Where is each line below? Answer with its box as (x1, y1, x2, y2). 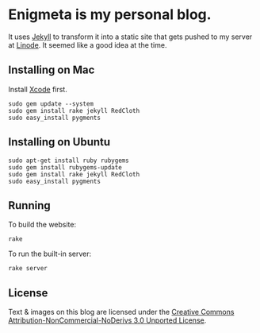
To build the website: (8, 220, 77, 230)
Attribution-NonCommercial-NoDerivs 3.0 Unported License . (8, 316, 207, 325)
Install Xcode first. (8, 84, 67, 94)
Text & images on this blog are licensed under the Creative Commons (8, 308, 235, 317)
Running (8, 199, 52, 212)
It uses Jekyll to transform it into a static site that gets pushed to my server (8, 32, 253, 41)
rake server (8, 265, 48, 273)
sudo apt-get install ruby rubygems (8, 157, 129, 165)
